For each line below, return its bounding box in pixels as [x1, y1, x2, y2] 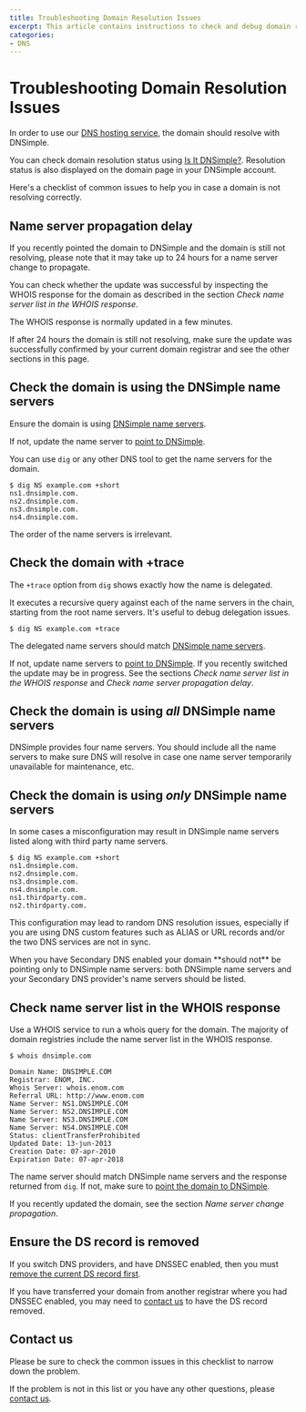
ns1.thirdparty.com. [9, 894, 88, 903]
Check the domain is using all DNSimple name [9, 703, 276, 720]
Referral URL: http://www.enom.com [9, 1091, 145, 1100]
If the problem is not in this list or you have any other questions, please [9, 1383, 275, 1394]
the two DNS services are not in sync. [9, 936, 151, 947]
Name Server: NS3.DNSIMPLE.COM [9, 1115, 128, 1125]
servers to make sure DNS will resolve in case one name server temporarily [9, 752, 292, 762]
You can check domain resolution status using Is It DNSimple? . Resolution [9, 155, 286, 166]
